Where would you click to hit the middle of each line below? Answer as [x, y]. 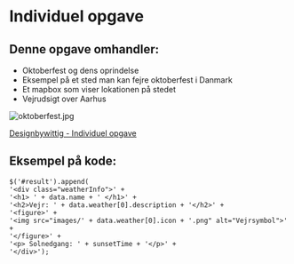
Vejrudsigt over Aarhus [64, 99]
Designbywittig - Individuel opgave [73, 133]
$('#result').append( [49, 181]
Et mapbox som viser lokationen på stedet [99, 89]
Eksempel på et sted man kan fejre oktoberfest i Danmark [127, 80]
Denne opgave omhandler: [84, 49]
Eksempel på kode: [63, 161]
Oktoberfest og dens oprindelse [80, 70]
